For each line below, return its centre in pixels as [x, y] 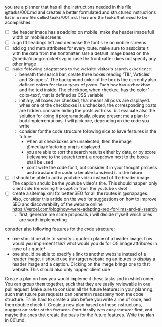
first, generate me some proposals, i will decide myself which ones [86, 215]
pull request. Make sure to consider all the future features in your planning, [79, 289]
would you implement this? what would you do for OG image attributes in [84, 244]
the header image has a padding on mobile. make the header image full [83, 32]
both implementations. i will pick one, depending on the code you [84, 121]
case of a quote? [29, 249]
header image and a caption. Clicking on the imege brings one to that [81, 264]
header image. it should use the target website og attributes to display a [84, 259]
